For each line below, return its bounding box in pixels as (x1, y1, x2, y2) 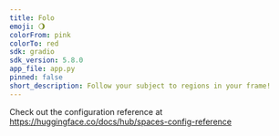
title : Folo (9, 13, 55, 23)
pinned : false (9, 73, 64, 82)
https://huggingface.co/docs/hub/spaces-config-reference (9, 116, 232, 127)
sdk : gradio (9, 47, 55, 57)
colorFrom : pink (9, 30, 71, 39)
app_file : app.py (9, 65, 76, 74)
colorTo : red (9, 38, 59, 48)
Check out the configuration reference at (9, 106, 163, 117)
